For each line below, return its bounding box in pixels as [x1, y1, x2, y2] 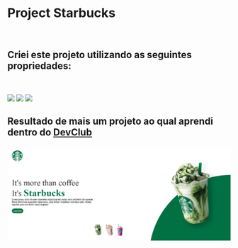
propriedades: [7, 60, 72, 72]
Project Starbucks [7, 5, 115, 21]
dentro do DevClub [7, 126, 92, 139]
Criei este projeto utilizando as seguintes [7, 49, 193, 61]
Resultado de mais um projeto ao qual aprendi [7, 115, 214, 128]
